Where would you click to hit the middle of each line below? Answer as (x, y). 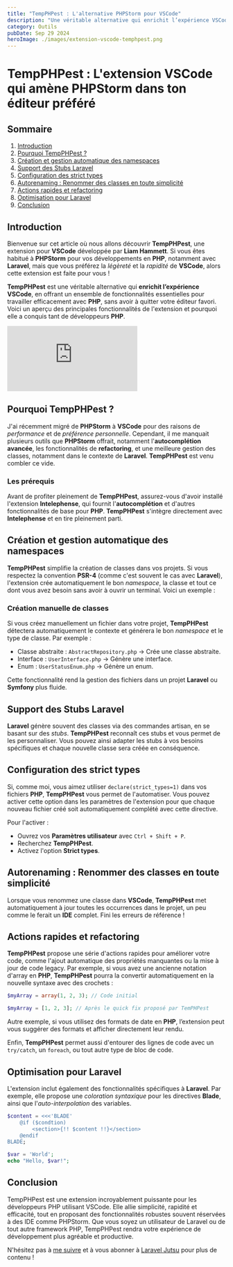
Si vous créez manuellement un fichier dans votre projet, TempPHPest (108, 623)
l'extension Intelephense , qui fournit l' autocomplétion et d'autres (101, 504)
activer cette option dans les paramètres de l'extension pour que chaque (111, 802)
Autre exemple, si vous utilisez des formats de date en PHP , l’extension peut (116, 1022)
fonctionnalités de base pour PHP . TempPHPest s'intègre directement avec (115, 511)
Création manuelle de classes (58, 608)
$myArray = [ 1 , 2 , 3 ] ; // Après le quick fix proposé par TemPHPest (108, 1009)
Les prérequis (31, 481)
